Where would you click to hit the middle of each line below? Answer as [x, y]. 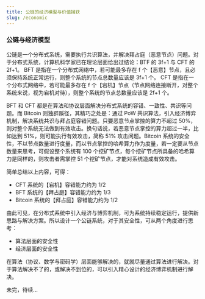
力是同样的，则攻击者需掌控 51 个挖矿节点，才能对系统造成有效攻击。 [93, 158]
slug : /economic [27, 18]
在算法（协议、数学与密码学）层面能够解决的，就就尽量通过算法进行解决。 [100, 261]
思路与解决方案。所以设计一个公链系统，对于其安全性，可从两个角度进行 [97, 220]
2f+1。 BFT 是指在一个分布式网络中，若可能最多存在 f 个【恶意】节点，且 [98, 69]
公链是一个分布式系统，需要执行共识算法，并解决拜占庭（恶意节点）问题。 [100, 54]
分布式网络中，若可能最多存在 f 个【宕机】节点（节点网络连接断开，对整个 [105, 85]
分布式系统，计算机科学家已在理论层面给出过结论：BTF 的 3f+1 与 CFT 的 [103, 62]
